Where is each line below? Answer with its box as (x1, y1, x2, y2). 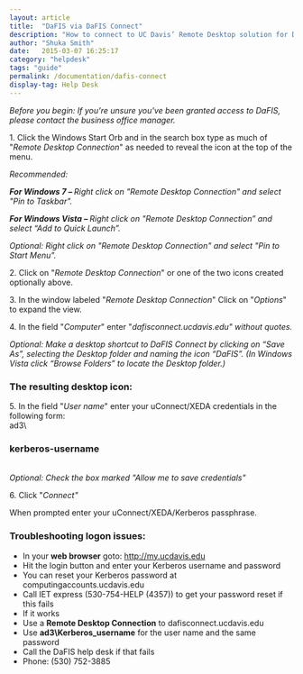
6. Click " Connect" (9, 490, 78, 501)
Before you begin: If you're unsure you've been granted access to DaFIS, (9, 105, 281, 115)
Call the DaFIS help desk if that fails (22, 646, 155, 657)
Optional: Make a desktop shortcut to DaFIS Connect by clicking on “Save (9, 339, 286, 350)
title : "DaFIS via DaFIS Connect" (9, 22, 143, 31)
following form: (9, 410, 66, 421)
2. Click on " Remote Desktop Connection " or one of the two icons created (9, 267, 284, 278)
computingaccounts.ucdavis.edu (22, 578, 144, 590)
